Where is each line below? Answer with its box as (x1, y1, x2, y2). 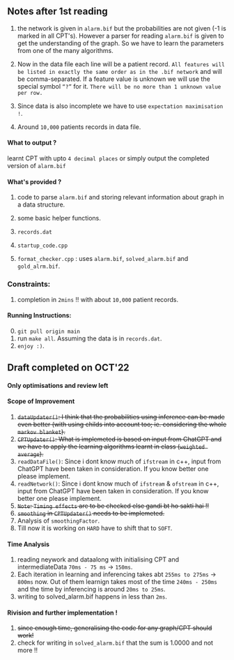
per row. (17, 89, 43, 96)
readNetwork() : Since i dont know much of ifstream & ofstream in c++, (17, 479, 219, 488)
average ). (17, 449, 44, 458)
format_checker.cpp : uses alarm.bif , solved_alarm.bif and (17, 255, 189, 263)
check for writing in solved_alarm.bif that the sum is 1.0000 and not (17, 638, 214, 647)
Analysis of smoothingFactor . (17, 516, 100, 525)
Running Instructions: (7, 311, 72, 320)
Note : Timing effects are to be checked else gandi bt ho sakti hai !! (17, 502, 210, 510)
